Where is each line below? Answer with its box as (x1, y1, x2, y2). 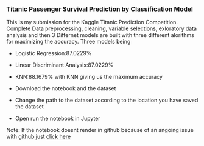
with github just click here (6, 133, 71, 141)
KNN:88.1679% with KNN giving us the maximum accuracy (15, 73, 163, 81)
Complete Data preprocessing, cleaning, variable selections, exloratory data (6, 25, 197, 32)
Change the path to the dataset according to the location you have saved (15, 96, 199, 104)
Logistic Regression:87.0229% (15, 50, 92, 57)
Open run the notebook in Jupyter (15, 114, 100, 122)
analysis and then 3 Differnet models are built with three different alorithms (6, 32, 195, 39)
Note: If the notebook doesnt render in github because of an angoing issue (6, 127, 194, 134)
